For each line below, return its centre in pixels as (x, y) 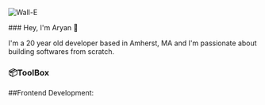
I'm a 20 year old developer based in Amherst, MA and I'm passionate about (132, 43)
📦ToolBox (29, 72)
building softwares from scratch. (61, 51)
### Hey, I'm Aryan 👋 (43, 27)
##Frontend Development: (51, 93)
